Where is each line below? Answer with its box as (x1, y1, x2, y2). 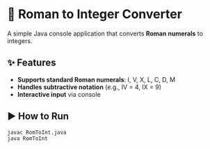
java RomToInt (7, 135, 49, 142)
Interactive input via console (17, 90, 101, 98)
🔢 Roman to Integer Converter (7, 6, 183, 22)
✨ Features (7, 57, 56, 69)
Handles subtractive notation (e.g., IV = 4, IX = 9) (17, 83, 162, 91)
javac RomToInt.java (7, 129, 67, 136)
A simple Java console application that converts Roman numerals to (7, 29, 204, 38)
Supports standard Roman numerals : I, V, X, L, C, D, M (17, 75, 176, 84)
